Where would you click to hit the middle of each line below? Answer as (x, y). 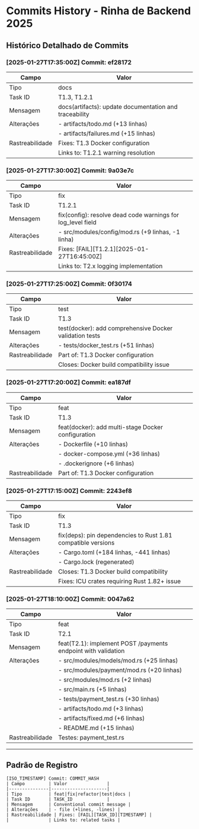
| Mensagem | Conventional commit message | (69, 805)
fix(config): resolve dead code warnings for (119, 215)
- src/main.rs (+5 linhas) (93, 690)
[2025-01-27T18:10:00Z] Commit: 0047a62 (70, 598)
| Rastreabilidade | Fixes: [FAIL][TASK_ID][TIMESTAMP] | (79, 815)
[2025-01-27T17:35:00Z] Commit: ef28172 (69, 62)
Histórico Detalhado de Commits (68, 45)
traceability (74, 114)
